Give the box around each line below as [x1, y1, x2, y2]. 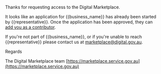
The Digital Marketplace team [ [5, 58, 68, 64]
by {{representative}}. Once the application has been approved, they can [5, 19, 153, 25]
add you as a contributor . [5, 24, 56, 30]
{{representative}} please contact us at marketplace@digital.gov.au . [5, 39, 143, 45]
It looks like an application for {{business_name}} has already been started [5, 14, 157, 19]
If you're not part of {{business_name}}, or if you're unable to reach [5, 34, 142, 39]
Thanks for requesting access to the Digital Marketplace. [5, 4, 121, 10]
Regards [5, 49, 22, 54]
